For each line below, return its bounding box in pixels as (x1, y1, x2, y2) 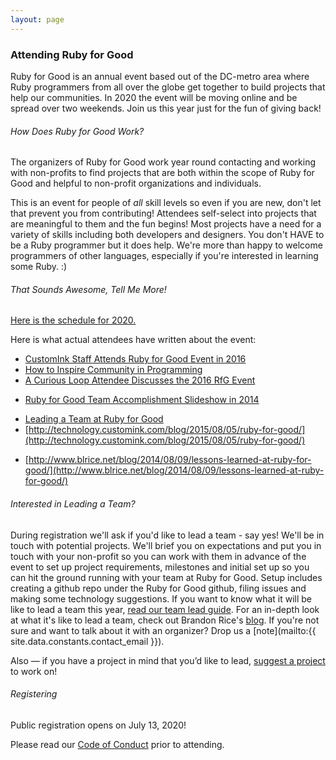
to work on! (10, 665, 58, 677)
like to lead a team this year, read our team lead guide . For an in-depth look (10, 603, 320, 615)
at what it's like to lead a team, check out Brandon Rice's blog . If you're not (10, 614, 320, 626)
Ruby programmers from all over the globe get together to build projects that (10, 81, 326, 93)
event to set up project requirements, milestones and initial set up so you (10, 561, 310, 573)
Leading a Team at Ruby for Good (24, 413, 164, 425)
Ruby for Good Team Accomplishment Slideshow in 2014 (24, 394, 260, 406)
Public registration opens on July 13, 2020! (10, 719, 187, 731)
